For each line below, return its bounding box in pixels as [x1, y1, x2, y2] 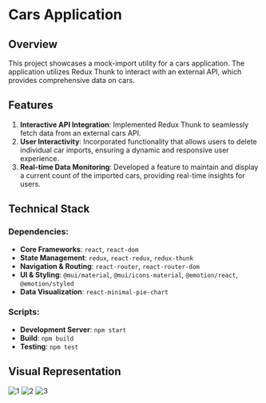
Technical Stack [8, 202, 90, 216]
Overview [8, 38, 58, 51]
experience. [19, 153, 60, 163]
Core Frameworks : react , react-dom [19, 244, 139, 254]
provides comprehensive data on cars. [8, 76, 135, 85]
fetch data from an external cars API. [19, 128, 141, 137]
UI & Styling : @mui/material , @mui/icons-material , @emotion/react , [19, 270, 238, 279]
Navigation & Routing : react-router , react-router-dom [19, 261, 200, 271]
